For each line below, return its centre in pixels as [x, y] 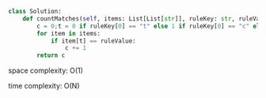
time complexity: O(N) [44, 86]
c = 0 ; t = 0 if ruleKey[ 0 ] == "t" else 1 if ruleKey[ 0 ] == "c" [143, 26]
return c [51, 55]
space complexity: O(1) [46, 70]
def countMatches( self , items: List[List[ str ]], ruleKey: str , [129, 19]
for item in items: [69, 33]
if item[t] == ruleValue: [93, 41]
